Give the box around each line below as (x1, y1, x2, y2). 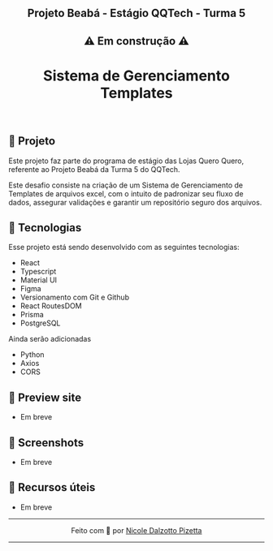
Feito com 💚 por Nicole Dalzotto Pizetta (71, 525, 202, 535)
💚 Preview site (8, 390, 82, 404)
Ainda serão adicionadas (8, 334, 92, 344)
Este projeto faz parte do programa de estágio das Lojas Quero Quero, (8, 156, 245, 166)
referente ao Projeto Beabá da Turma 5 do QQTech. (8, 164, 180, 174)
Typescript (19, 267, 57, 277)
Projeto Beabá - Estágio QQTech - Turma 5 (27, 6, 246, 20)
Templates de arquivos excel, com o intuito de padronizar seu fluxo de (8, 188, 244, 198)
